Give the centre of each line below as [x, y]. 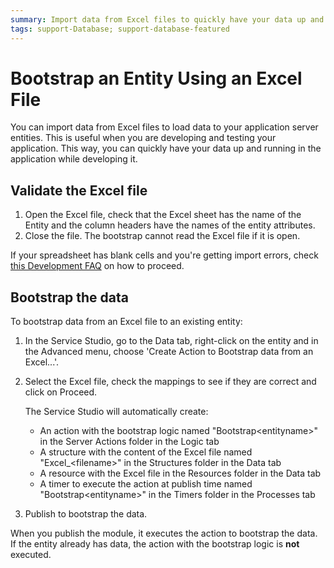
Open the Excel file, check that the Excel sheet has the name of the [163, 215]
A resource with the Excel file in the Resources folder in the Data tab [180, 473]
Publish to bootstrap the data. [86, 514]
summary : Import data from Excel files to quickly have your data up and [167, 19]
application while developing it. [74, 159]
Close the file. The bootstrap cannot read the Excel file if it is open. [162, 236]
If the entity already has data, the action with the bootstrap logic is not [155, 544]
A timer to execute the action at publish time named [146, 484]
